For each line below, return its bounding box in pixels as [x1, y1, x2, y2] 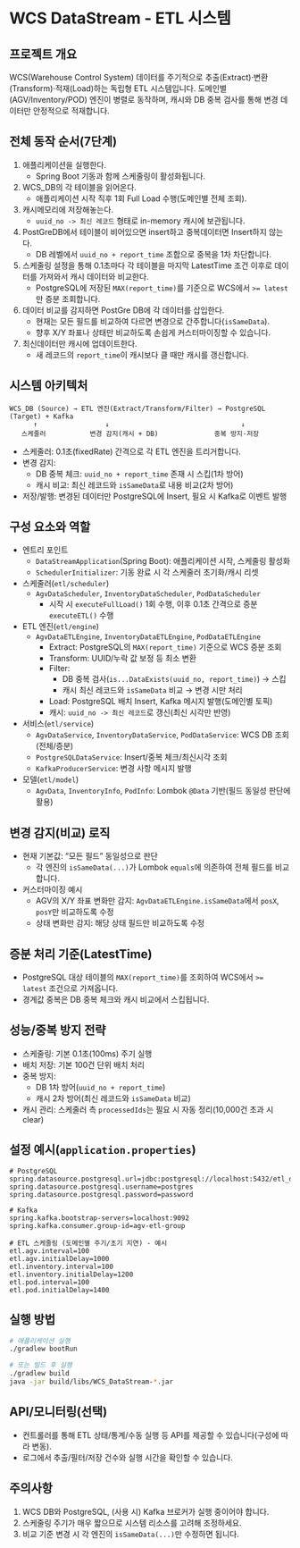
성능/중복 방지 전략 [9, 1022, 106, 1038]
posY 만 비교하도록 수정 [35, 906, 114, 917]
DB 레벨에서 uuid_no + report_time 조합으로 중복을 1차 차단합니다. [35, 248, 272, 259]
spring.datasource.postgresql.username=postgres [9, 1182, 194, 1191]
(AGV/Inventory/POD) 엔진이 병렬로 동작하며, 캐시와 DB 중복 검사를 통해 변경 [9, 95, 279, 105]
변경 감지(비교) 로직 [9, 825, 111, 840]
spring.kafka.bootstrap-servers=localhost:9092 [9, 1213, 190, 1223]
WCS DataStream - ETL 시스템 [9, 8, 232, 29]
